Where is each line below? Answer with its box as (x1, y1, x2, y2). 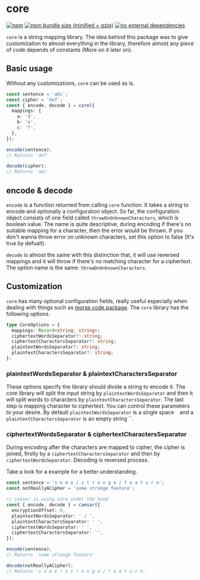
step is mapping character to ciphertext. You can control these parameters (6, 402, 190, 410)
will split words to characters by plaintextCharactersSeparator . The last (6, 396, 184, 403)
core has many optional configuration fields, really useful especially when (6, 297, 187, 305)
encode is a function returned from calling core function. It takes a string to (6, 201, 189, 209)
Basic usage (6, 64, 53, 74)
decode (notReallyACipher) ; (6, 563, 74, 569)
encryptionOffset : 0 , (11, 507, 66, 513)
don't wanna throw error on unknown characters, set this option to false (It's (6, 233, 195, 240)
